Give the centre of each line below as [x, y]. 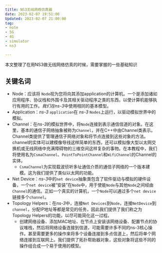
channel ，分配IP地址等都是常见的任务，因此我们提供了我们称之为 [77, 209]
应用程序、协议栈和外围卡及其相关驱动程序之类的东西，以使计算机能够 [82, 100]
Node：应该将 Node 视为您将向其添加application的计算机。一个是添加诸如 [85, 94]
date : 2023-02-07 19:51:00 [32, 14]
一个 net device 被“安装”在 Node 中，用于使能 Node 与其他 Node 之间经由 [87, 185]
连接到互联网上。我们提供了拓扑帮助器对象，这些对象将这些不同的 [90, 240]
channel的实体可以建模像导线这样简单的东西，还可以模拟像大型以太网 [82, 143]
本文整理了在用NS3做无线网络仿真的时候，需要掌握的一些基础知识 [71, 64]
